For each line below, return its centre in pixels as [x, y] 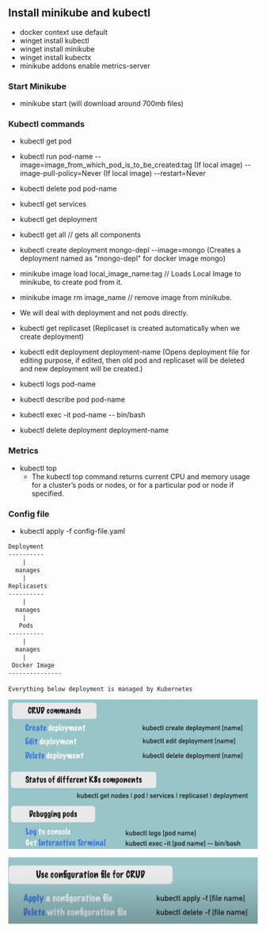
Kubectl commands [47, 124]
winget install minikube [57, 49]
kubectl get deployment [58, 219]
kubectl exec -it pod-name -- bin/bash [82, 415]
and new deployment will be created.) [81, 369]
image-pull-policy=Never [61, 173]
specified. [48, 493]
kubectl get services [53, 204]
